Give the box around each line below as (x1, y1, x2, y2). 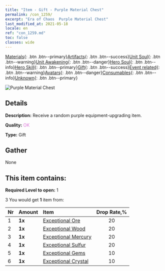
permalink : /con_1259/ (5, 12, 52, 17)
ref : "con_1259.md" (5, 30, 46, 35)
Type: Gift (5, 131, 26, 137)
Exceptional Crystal (42, 258, 88, 265)
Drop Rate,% (96, 208, 127, 215)
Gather (5, 146, 27, 154)
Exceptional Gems (42, 249, 86, 256)
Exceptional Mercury (42, 233, 91, 240)
